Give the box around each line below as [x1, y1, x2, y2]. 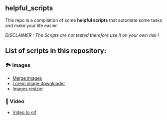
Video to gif [12, 109, 36, 115]
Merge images [12, 75, 42, 81]
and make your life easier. [5, 22, 58, 28]
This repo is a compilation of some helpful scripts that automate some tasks [5, 17, 163, 23]
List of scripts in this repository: [5, 47, 107, 55]
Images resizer [12, 86, 43, 92]
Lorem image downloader [12, 80, 65, 86]
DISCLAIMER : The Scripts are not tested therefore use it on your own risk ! [5, 32, 160, 38]
